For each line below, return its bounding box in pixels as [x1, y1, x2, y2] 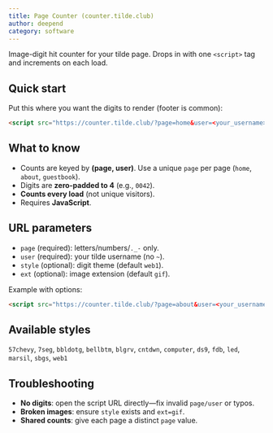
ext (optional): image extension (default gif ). [19, 269, 171, 278]
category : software [8, 27, 75, 35]
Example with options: [8, 284, 83, 294]
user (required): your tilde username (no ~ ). [19, 251, 165, 261]
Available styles [8, 322, 91, 336]
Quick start [8, 81, 67, 95]
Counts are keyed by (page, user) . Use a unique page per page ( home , [19, 163, 252, 173]
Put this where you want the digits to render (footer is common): [8, 103, 223, 113]
